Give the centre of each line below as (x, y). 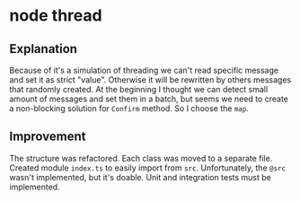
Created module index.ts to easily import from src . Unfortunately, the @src (147, 168)
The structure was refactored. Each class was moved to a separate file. (141, 158)
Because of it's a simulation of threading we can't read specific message (144, 70)
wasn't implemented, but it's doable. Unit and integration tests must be (140, 177)
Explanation (44, 49)
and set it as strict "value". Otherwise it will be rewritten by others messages (150, 80)
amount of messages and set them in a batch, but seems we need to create (149, 99)
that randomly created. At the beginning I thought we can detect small (139, 89)
